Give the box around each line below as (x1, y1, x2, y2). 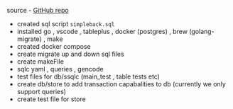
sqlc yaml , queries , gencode (16, 65, 104, 73)
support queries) (16, 88, 67, 96)
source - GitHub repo (6, 6, 69, 14)
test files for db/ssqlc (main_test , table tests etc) (16, 72, 161, 81)
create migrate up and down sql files (16, 50, 125, 58)
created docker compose (16, 42, 91, 50)
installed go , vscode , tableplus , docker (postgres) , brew (16, 28, 188, 35)
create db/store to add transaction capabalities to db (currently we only (16, 80, 227, 88)
